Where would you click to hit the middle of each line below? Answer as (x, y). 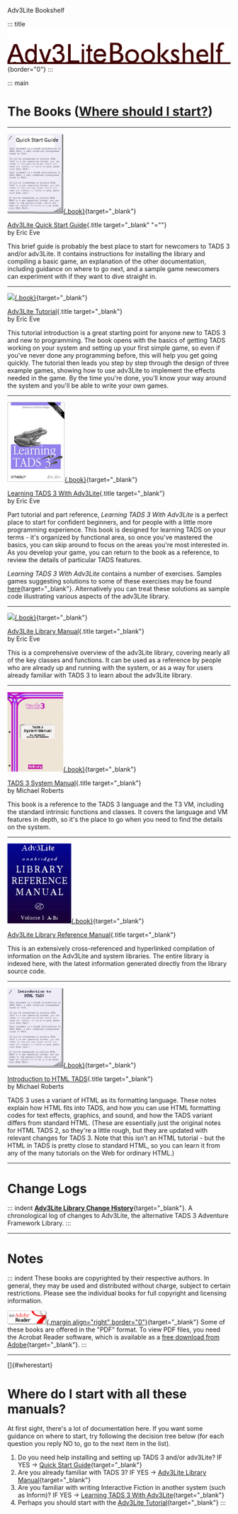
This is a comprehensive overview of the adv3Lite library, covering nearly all (119, 653)
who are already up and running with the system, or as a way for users (110, 668)
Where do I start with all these (97, 1394)
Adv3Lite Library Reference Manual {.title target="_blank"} (92, 935)
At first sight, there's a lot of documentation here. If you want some (105, 1429)
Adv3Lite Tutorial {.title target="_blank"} (65, 312)
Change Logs (47, 1189)
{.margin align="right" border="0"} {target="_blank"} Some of (136, 1322)
